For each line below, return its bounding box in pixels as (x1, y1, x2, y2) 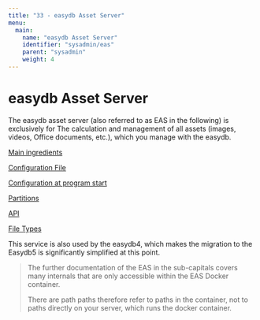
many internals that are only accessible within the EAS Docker (27, 271, 229, 281)
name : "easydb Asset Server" (22, 33, 118, 42)
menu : (8, 19, 26, 27)
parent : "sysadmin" (22, 48, 87, 56)
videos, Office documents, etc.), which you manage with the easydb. (8, 132, 232, 142)
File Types (8, 224, 42, 233)
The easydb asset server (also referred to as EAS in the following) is (8, 115, 229, 125)
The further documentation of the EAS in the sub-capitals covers (27, 262, 238, 272)
